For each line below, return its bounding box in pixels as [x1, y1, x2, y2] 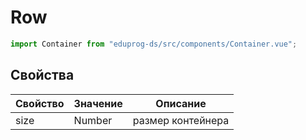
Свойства [10, 67, 75, 84]
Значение [73, 96, 123, 110]
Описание [155, 96, 207, 110]
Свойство [15, 96, 65, 110]
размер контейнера [132, 113, 230, 127]
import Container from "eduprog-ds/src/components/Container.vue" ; [10, 39, 298, 49]
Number [73, 113, 113, 127]
